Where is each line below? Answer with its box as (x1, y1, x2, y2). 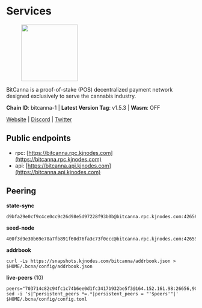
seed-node (6, 224, 35, 231)
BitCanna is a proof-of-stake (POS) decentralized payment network (6, 86, 173, 93)
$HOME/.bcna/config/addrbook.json (6, 263, 93, 269)
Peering (6, 186, 37, 196)
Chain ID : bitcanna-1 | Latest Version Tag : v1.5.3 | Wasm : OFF (6, 104, 161, 111)
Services (6, 4, 52, 18)
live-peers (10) (6, 274, 44, 281)
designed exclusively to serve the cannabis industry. (6, 92, 136, 99)
